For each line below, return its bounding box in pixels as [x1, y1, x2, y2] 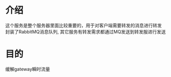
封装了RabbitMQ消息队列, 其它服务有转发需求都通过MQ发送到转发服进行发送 [5, 28, 166, 34]
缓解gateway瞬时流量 [5, 66, 50, 72]
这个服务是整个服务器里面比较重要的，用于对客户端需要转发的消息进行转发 [5, 22, 162, 28]
